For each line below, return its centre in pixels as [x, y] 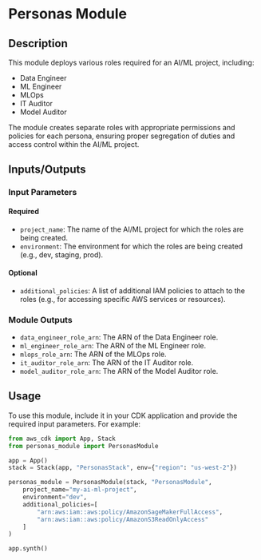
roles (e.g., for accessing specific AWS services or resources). [123, 299]
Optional [23, 273]
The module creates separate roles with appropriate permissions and [122, 127]
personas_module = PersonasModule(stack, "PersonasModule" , [111, 483]
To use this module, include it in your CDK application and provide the [123, 415]
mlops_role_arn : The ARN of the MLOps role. [93, 354]
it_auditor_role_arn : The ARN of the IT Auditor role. [107, 363]
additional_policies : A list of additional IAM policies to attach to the [132, 290]
